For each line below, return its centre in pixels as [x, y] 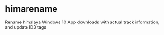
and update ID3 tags [26, 27]
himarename [31, 9]
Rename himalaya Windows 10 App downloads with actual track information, [82, 22]
